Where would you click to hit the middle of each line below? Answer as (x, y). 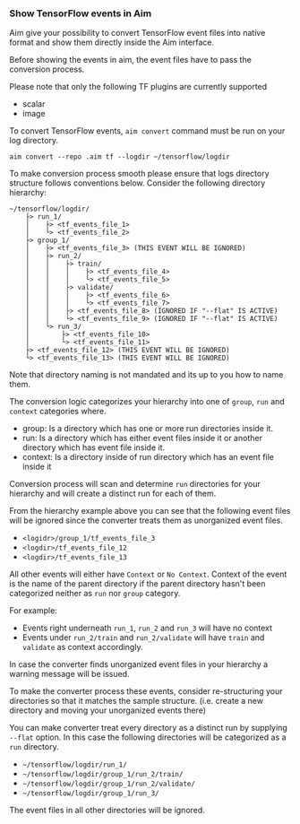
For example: (34, 611)
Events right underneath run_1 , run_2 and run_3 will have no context (147, 628)
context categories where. (58, 412)
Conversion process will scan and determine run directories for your (135, 484)
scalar (34, 104)
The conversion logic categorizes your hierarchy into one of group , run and (147, 402)
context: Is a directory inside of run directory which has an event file (148, 457)
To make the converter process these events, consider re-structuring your (146, 691)
